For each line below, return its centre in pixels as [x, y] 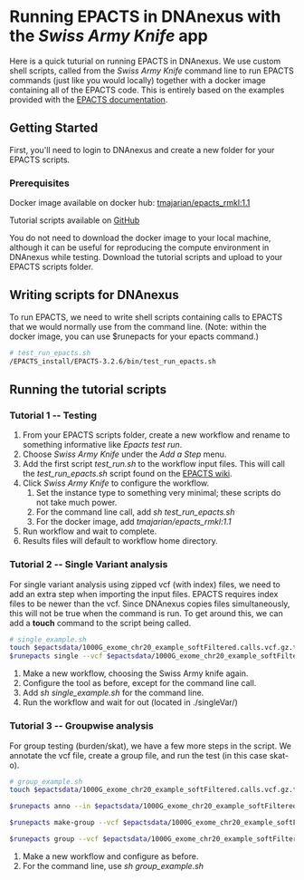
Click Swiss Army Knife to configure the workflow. [116, 483]
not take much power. [76, 503]
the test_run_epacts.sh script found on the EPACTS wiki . [127, 474]
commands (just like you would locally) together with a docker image [138, 80]
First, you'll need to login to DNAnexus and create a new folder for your [142, 150]
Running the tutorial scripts [88, 390]
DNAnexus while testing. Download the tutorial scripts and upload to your [146, 257]
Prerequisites [39, 183]
